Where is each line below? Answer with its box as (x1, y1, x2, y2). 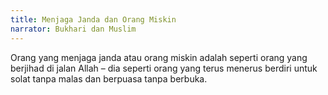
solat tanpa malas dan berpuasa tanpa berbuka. (10, 72, 208, 85)
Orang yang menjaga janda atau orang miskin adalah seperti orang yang (10, 51, 308, 63)
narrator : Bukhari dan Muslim (10, 24, 137, 34)
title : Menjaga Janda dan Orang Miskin (10, 14, 177, 25)
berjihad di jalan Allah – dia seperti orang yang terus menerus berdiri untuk (10, 62, 318, 74)
